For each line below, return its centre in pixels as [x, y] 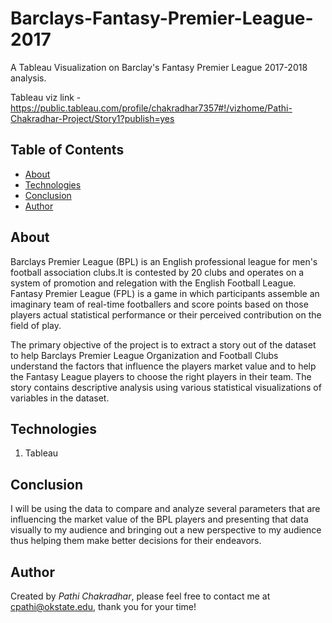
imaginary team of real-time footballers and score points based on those [159, 304]
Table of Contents [67, 150]
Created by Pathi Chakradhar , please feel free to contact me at [140, 596]
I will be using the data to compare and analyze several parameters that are [165, 509]
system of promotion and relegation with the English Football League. [153, 283]
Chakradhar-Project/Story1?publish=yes [92, 118]
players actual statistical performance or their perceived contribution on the [166, 314]
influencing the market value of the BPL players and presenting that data [159, 519]
